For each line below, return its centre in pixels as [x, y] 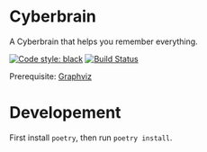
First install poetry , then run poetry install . [91, 138]
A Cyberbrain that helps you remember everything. [103, 41]
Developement [65, 113]
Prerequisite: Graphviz [51, 76]
